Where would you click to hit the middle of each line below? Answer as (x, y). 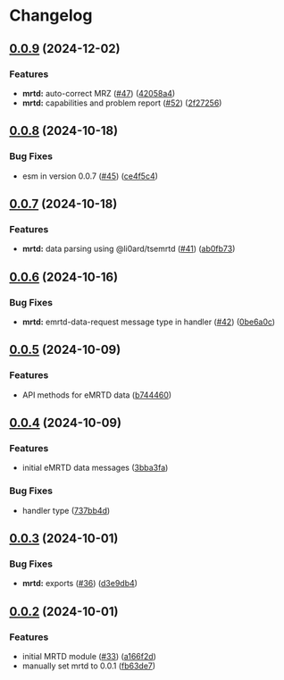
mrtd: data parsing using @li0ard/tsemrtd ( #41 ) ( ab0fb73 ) (129, 249)
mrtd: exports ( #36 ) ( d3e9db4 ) (80, 583)
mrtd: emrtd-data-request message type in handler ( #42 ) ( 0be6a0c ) (148, 322)
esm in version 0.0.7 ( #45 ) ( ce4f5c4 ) (90, 176)
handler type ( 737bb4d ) (66, 510)
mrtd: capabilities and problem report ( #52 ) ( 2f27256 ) (122, 103)
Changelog (51, 16)
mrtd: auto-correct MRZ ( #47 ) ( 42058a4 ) (99, 93)
